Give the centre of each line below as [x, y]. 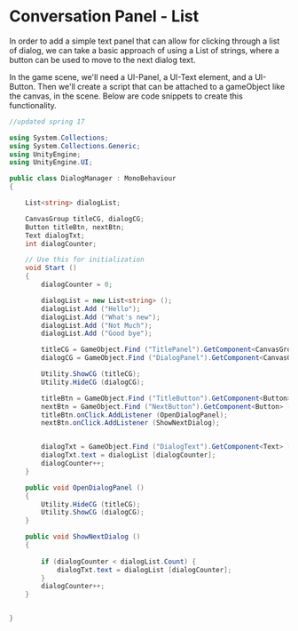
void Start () [51, 268]
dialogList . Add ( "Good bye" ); [97, 334]
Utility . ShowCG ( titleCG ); [91, 374]
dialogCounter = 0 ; [77, 285]
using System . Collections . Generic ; [75, 146]
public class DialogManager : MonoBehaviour [93, 179]
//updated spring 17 [47, 122]
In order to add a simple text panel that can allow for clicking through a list [145, 41]
